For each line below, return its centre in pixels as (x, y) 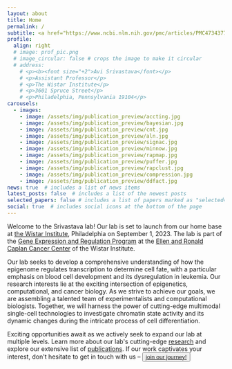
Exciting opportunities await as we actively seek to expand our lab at (105, 334)
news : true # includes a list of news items (74, 188)
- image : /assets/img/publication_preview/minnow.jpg (98, 149)
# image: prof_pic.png (46, 53)
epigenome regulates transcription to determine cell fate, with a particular (112, 269)
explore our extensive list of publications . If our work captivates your (105, 349)
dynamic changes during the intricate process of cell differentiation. (104, 321)
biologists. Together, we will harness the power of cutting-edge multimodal (114, 306)
